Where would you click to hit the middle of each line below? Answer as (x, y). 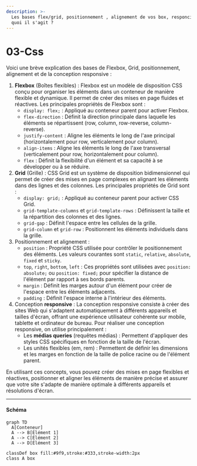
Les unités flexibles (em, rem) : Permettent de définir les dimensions (106, 348)
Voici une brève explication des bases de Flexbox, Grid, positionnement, (93, 68)
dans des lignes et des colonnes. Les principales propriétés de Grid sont (102, 185)
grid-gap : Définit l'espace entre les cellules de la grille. (90, 223)
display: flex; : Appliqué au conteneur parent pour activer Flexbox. (106, 111)
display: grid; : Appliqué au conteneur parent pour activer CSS (101, 198)
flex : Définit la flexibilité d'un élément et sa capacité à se (93, 161)
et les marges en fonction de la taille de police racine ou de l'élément (106, 354)
